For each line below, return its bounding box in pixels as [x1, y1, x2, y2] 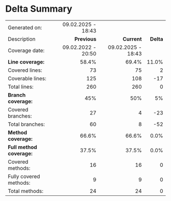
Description [8, 35, 36, 42]
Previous [74, 35, 97, 42]
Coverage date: [8, 47, 45, 54]
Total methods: [8, 187, 44, 194]
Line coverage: [8, 58, 45, 65]
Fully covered [8, 173, 40, 180]
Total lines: [8, 83, 34, 90]
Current [122, 35, 142, 42]
